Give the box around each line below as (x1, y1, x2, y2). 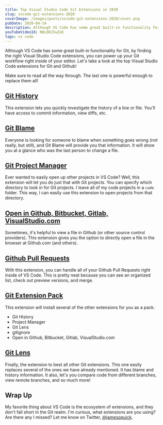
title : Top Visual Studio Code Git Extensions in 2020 (5, 7, 118, 12)
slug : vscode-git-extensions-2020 (5, 12, 75, 17)
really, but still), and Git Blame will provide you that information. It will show (5, 142, 155, 148)
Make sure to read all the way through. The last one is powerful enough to (5, 73, 153, 78)
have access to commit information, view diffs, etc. (5, 110, 107, 116)
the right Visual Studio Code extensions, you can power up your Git (5, 53, 140, 58)
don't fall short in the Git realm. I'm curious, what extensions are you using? (5, 409, 156, 415)
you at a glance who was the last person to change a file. (5, 147, 119, 153)
